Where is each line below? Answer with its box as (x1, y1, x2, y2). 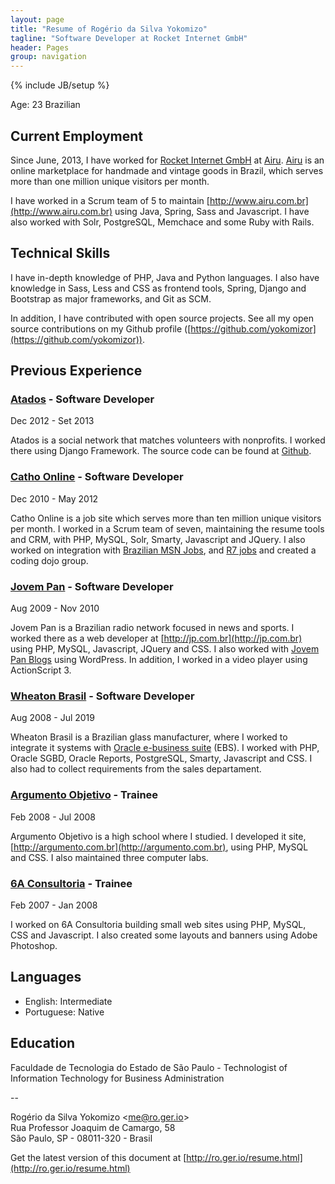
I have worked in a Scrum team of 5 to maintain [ (10, 194, 210, 206)
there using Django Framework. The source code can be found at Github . (10, 445, 312, 457)
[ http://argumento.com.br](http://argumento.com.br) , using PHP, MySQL (10, 841, 309, 853)
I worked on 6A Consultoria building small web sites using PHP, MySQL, (10, 918, 307, 930)
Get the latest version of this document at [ (10, 1151, 187, 1163)
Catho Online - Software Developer (10, 470, 184, 484)
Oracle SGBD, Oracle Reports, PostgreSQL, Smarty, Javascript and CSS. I (10, 752, 313, 765)
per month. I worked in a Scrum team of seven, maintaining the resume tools (10, 522, 325, 535)
